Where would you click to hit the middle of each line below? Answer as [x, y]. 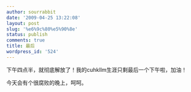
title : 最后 [21, 46]
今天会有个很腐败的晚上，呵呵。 [47, 82]
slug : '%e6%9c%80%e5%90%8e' [42, 29]
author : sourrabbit [31, 12]
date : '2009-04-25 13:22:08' [43, 18]
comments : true [26, 40]
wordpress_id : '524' [33, 52]
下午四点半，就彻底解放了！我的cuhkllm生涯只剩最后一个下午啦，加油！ [97, 69]
